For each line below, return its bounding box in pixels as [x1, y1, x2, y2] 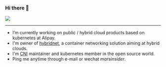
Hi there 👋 [5, 4, 30, 11]
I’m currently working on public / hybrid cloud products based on [12, 30, 145, 36]
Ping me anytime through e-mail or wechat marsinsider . [12, 56, 126, 62]
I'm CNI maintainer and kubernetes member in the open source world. [12, 51, 155, 57]
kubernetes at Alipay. [12, 35, 56, 41]
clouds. [12, 46, 28, 52]
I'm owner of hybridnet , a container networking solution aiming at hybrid [12, 40, 160, 46]
